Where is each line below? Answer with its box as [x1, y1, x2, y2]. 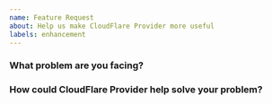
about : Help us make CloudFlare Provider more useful [9, 22, 215, 30]
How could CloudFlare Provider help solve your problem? [9, 83, 263, 96]
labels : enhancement [9, 30, 87, 39]
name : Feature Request [9, 13, 94, 22]
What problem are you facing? [9, 59, 144, 72]
